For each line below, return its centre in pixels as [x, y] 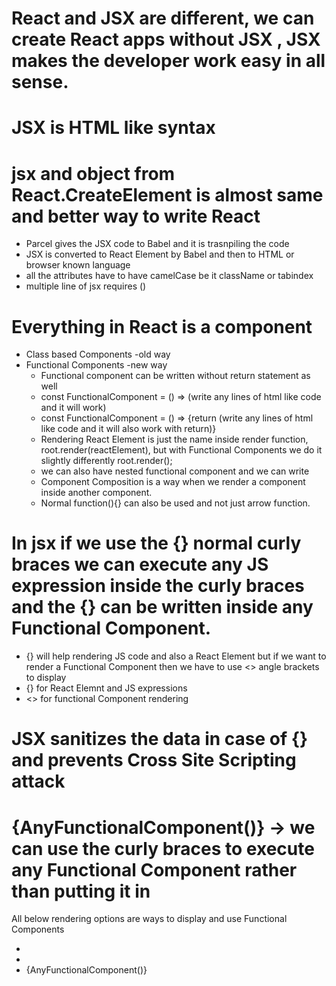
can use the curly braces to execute [163, 848]
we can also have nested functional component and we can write [175, 471]
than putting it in [81, 891]
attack [38, 781]
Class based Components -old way [98, 354]
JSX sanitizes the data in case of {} [160, 739]
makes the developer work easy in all [168, 61]
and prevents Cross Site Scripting [154, 760]
